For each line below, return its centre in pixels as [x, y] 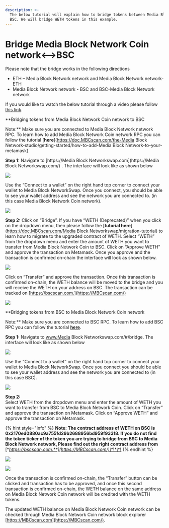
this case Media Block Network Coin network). [53, 201]
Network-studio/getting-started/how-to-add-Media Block [65, 145]
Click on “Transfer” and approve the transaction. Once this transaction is [80, 277]
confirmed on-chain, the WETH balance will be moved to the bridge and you [84, 282]
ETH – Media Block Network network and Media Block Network [78, 79]
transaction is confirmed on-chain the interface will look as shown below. [81, 258]
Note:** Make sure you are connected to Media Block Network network [79, 129]
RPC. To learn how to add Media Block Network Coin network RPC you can [83, 135]
